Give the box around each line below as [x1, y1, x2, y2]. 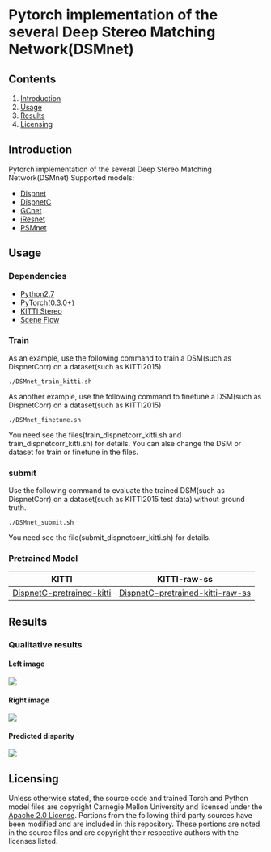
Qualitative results [8, 639, 83, 650]
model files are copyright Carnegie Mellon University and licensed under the [8, 802, 263, 812]
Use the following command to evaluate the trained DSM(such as [8, 486, 225, 496]
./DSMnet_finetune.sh [8, 415, 82, 424]
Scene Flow [19, 314, 60, 324]
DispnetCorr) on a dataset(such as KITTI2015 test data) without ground [8, 495, 245, 504]
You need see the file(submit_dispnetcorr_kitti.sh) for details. [8, 533, 211, 542]
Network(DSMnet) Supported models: [8, 172, 135, 183]
